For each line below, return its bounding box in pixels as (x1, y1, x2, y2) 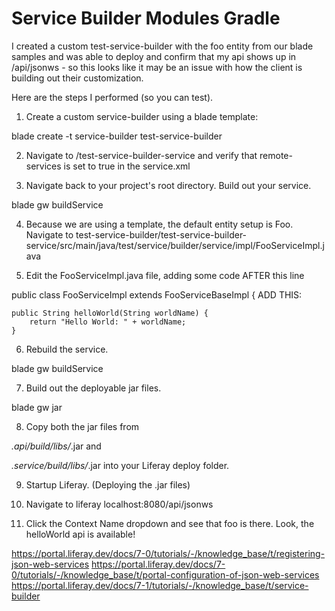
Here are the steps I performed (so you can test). (11, 91, 214, 103)
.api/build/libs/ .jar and (11, 440, 102, 452)
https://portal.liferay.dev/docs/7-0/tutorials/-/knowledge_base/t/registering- (11, 547, 326, 559)
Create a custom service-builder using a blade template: (25, 110, 259, 122)
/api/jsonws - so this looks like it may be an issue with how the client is (11, 61, 303, 73)
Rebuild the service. (25, 343, 109, 355)
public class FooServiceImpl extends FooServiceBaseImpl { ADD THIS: (11, 288, 303, 301)
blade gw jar (11, 401, 63, 413)
